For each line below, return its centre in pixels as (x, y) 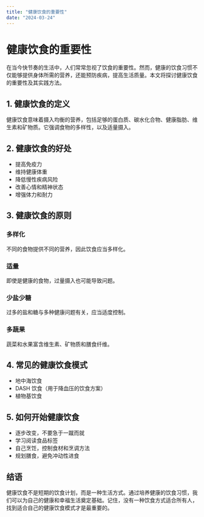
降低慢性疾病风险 (36, 180)
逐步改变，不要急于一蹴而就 (50, 433)
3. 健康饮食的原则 (39, 216)
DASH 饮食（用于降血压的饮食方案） (60, 389)
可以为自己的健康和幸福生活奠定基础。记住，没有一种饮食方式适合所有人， (104, 501)
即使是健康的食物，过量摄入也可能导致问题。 (62, 281)
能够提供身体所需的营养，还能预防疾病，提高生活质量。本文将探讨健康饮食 (104, 75)
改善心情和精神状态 (39, 187)
